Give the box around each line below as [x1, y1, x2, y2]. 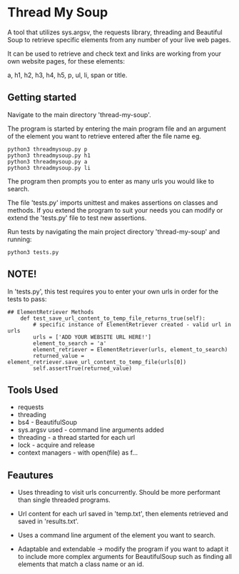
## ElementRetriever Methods [7, 308, 94, 316]
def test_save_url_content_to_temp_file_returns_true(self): [20, 315, 205, 322]
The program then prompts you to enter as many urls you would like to [7, 176, 215, 186]
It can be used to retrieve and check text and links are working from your [7, 49, 222, 58]
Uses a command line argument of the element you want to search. [17, 531, 215, 540]
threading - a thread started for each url [17, 433, 136, 442]
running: [7, 235, 32, 243]
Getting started [7, 91, 77, 104]
